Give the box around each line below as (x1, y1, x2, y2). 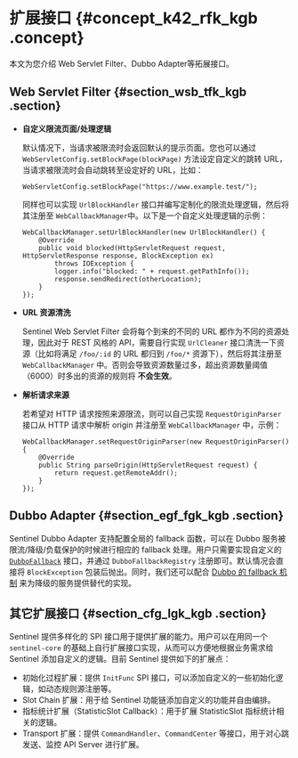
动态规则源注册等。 (45, 683, 117, 695)
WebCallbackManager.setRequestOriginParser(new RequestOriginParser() (21, 437, 290, 446)
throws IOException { (54, 259, 135, 268)
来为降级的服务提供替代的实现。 (19, 577, 136, 588)
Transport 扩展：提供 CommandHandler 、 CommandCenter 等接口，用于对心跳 (21, 728, 289, 739)
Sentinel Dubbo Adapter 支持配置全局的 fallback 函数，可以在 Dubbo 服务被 (9, 533, 286, 543)
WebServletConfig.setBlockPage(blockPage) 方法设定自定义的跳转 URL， (21, 153, 287, 164)
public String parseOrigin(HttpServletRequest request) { (38, 461, 258, 469)
